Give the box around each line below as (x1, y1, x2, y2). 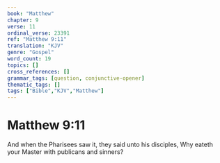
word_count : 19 (7, 55, 52, 62)
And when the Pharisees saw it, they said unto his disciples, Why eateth (7, 140, 214, 149)
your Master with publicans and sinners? (7, 148, 124, 156)
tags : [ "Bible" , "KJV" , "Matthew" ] (7, 87, 104, 94)
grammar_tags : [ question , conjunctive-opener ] (7, 74, 145, 82)
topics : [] (7, 62, 39, 69)
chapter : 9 (7, 17, 39, 24)
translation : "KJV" (7, 42, 64, 49)
